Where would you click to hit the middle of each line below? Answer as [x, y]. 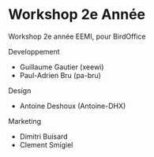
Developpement [34, 51]
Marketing [25, 121]
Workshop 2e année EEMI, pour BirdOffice [77, 36]
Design [20, 90]
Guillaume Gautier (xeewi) [62, 67]
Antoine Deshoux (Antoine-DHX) [73, 106]
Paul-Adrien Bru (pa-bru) [60, 75]
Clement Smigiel [46, 144]
